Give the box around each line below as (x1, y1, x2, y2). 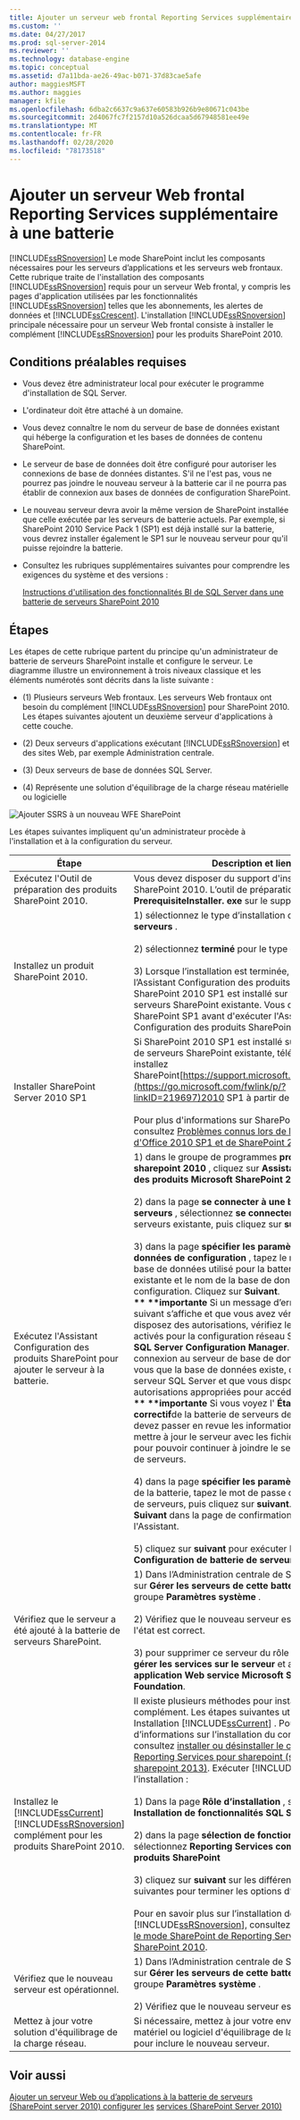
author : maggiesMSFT (9, 80, 87, 89)
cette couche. (21, 721, 74, 731)
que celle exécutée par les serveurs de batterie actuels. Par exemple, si (21, 514, 286, 525)
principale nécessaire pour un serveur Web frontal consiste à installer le (9, 319, 274, 329)
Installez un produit (13, 960, 95, 972)
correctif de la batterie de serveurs (133, 1408, 279, 1421)
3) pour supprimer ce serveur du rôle (133, 1646, 289, 1659)
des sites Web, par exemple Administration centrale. (21, 748, 214, 758)
